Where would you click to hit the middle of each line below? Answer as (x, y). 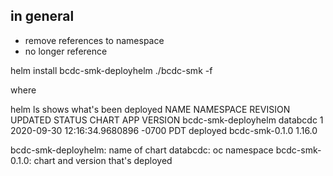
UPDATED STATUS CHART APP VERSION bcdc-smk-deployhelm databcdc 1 (167, 120)
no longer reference (66, 51)
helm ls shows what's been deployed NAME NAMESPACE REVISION (150, 109)
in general (42, 16)
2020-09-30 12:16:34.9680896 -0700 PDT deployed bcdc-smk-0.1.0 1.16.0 (164, 130)
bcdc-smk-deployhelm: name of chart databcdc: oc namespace (142, 150)
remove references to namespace (94, 40)
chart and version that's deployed (103, 160)
